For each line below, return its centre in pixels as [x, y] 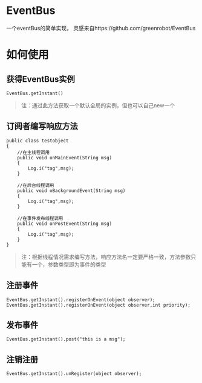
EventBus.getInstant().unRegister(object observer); [74, 374]
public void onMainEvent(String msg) [65, 158]
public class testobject [37, 141]
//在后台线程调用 [36, 185]
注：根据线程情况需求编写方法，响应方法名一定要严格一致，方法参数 [106, 257]
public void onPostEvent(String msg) [65, 224]
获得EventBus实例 [41, 79]
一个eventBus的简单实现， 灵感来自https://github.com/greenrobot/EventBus [101, 28]
